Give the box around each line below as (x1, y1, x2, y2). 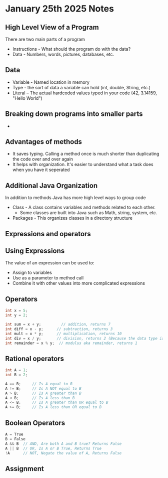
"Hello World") (12, 95, 42, 101)
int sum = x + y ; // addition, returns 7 (5, 322, 111, 327)
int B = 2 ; (5, 372, 28, 378)
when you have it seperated (12, 167, 70, 173)
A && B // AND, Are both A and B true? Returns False (5, 441, 122, 446)
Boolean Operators (5, 418, 65, 427)
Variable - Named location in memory (12, 79, 90, 85)
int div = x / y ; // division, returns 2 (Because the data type (5, 336, 157, 341)
